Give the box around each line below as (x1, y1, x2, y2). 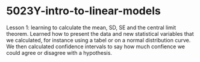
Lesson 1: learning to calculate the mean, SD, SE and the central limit (6, 24, 177, 31)
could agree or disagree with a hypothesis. (6, 49, 113, 56)
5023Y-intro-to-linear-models (6, 4, 161, 18)
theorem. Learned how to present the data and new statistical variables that (6, 30, 194, 37)
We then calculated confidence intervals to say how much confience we (6, 43, 186, 50)
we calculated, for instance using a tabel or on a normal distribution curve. (6, 36, 191, 44)
